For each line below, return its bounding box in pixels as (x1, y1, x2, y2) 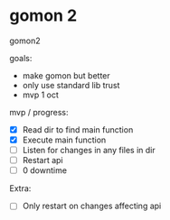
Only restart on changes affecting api (22, 200, 162, 212)
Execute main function (22, 134, 107, 145)
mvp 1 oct (22, 89, 59, 100)
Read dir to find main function (22, 124, 134, 135)
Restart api (22, 155, 63, 166)
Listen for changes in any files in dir (22, 145, 156, 156)
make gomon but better (22, 69, 110, 81)
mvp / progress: (9, 106, 70, 117)
